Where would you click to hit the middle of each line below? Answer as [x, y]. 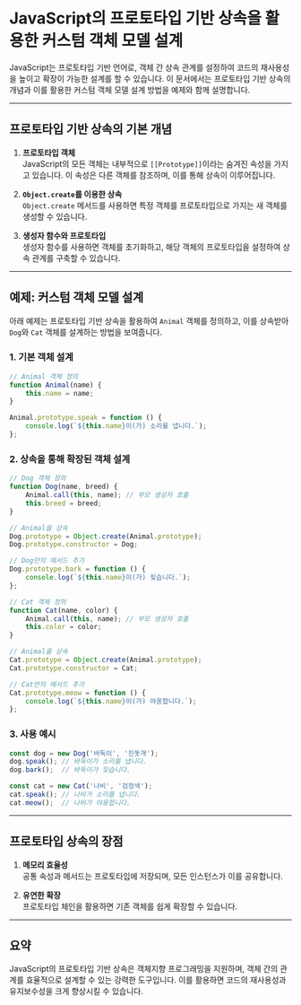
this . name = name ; [60, 393]
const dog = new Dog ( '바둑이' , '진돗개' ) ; [84, 753]
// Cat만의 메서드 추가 [47, 684]
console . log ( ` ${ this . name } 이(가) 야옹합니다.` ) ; [111, 701]
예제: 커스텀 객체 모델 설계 [77, 297]
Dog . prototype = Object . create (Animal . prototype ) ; [106, 536]
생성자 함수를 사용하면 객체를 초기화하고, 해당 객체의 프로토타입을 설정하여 [151, 247]
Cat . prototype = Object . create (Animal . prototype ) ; [106, 660]
